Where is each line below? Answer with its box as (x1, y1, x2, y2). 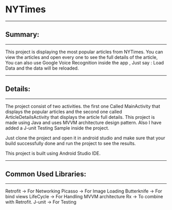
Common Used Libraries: (5, 170, 87, 178)
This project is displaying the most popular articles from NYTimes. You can (5, 49, 163, 55)
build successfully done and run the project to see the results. (5, 140, 136, 146)
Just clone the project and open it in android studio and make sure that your (5, 135, 165, 141)
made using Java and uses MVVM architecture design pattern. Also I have (5, 119, 162, 125)
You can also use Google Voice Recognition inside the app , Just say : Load (5, 59, 164, 66)
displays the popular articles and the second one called (5, 109, 122, 115)
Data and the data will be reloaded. (5, 65, 79, 71)
